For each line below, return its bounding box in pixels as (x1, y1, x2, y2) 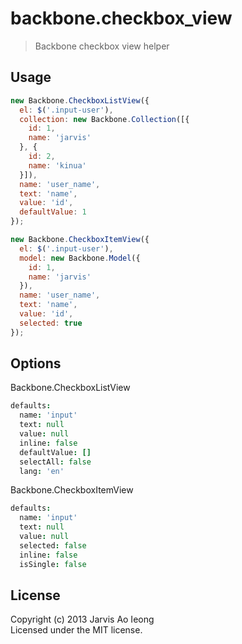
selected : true (19, 318, 83, 328)
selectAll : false (19, 457, 92, 467)
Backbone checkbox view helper (34, 40, 170, 52)
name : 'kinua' (28, 160, 87, 171)
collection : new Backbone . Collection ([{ (19, 114, 190, 124)
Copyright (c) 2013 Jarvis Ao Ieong (10, 613, 155, 626)
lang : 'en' (19, 466, 65, 476)
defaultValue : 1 (19, 207, 87, 217)
